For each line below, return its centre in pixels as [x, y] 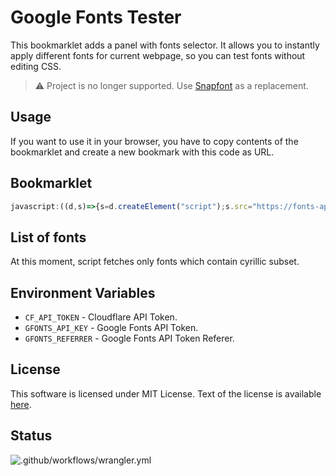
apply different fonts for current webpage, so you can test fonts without [158, 55]
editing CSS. [36, 66]
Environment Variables [83, 292]
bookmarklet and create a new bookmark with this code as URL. [142, 152]
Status [31, 436]
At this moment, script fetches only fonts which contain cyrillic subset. [155, 262]
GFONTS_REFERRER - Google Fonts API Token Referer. [129, 338]
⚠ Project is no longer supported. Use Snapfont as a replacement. [171, 85]
